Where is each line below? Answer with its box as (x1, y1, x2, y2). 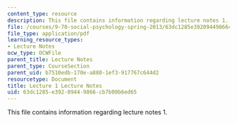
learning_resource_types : (7, 37, 83, 44)
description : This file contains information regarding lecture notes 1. (7, 17, 229, 24)
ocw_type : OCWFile (7, 50, 61, 57)
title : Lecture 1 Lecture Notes (7, 82, 102, 89)
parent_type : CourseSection (7, 63, 90, 70)
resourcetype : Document (7, 75, 78, 83)
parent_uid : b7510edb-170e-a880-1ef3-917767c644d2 (7, 69, 159, 76)
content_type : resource (7, 10, 78, 18)
